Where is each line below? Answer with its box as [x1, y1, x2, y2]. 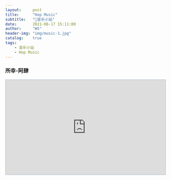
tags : [5, 40, 17, 46]
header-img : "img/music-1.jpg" [5, 31, 72, 36]
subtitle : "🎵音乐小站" [5, 17, 55, 22]
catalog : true [5, 36, 42, 41]
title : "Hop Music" [5, 12, 58, 17]
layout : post [5, 7, 42, 13]
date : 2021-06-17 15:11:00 [5, 21, 76, 27]
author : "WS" [5, 26, 42, 31]
